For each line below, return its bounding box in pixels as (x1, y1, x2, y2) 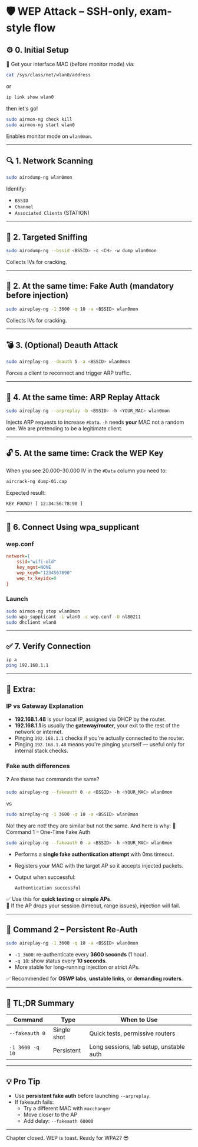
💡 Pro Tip (6, 1077, 41, 1087)
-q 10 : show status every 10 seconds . (14, 957, 107, 965)
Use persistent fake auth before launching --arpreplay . (14, 1092, 151, 1099)
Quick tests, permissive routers (89, 1029, 176, 1038)
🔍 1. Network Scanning (6, 156, 93, 166)
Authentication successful (14, 885, 81, 891)
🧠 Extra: (6, 684, 36, 694)
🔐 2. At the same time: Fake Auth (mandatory (6, 281, 174, 291)
